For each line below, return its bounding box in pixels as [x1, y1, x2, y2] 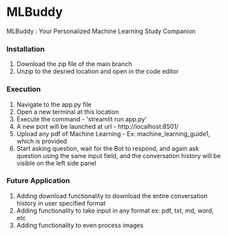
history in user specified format [16, 199, 106, 207]
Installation [6, 44, 45, 54]
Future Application [6, 176, 70, 186]
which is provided [16, 137, 68, 145]
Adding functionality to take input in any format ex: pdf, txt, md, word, [16, 206, 214, 215]
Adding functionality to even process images [16, 221, 144, 229]
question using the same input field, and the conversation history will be [16, 151, 221, 159]
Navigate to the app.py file [16, 100, 92, 108]
